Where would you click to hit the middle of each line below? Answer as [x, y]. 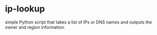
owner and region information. [35, 27]
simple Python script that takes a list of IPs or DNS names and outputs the [78, 22]
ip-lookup [25, 9]
